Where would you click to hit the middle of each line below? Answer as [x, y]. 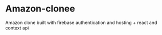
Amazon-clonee [40, 9]
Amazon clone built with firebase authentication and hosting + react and [81, 22]
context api [17, 27]
